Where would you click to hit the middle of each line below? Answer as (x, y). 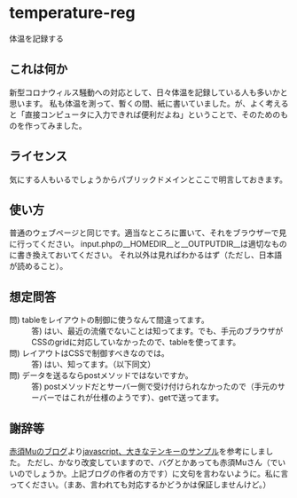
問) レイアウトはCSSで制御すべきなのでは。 (90, 353)
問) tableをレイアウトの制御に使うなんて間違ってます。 (109, 320)
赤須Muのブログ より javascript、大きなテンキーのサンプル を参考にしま (137, 451)
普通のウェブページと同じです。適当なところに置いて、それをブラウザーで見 (148, 233)
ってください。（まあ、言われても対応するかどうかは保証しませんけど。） (140, 485)
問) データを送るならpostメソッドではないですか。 (101, 375)
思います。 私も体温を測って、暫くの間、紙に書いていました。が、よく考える (149, 103)
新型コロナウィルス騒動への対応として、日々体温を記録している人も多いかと (148, 92)
